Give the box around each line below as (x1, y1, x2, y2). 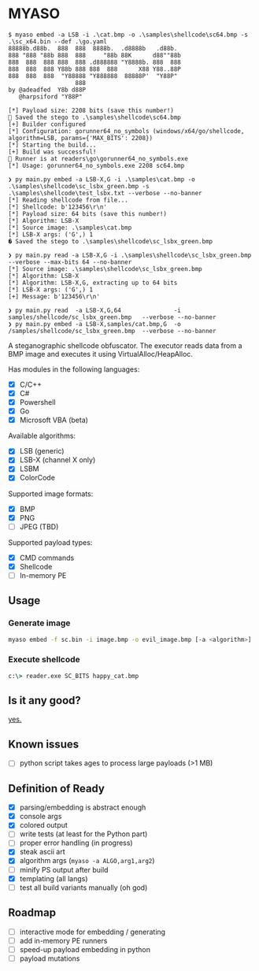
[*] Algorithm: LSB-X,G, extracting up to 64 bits (8, 279, 178, 287)
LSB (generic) (19, 447, 65, 456)
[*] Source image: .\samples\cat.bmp (8, 224, 132, 232)
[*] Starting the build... (8, 141, 97, 149)
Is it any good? (8, 694, 81, 707)
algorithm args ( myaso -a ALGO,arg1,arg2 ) (19, 856, 155, 865)
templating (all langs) (19, 873, 88, 883)
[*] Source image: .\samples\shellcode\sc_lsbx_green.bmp (8, 265, 202, 272)
